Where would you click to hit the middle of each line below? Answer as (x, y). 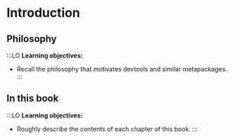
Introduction (43, 13)
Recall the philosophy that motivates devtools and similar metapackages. (122, 69)
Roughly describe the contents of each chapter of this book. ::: (107, 129)
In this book (33, 98)
